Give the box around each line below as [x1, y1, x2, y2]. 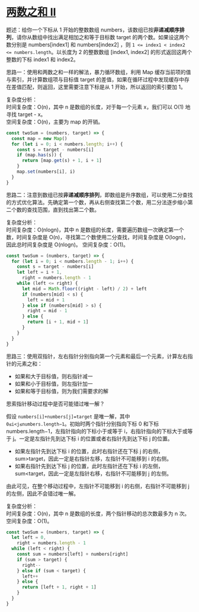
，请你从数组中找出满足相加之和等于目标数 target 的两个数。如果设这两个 [11, 33, 190, 40]
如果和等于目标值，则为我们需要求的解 [14, 387, 108, 395]
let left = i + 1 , [17, 269, 62, 275]
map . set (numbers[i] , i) [17, 169, 76, 175]
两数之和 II [6, 5, 56, 19]
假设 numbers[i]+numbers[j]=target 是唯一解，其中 [6, 413, 130, 420]
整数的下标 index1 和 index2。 [6, 56, 79, 63]
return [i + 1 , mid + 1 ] [27, 319, 89, 325]
